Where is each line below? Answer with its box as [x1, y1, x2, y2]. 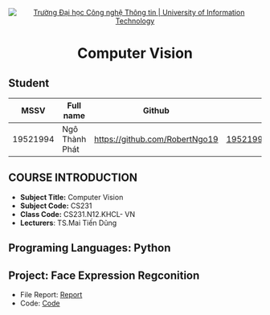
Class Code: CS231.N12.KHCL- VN [19, 209, 136, 219]
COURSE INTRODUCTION [8, 171, 138, 185]
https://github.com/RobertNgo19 [93, 133, 219, 145]
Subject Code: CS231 [19, 201, 92, 211]
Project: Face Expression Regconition [8, 268, 200, 282]
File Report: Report [19, 290, 83, 300]
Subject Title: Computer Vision [19, 192, 124, 202]
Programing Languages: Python [8, 241, 171, 255]
